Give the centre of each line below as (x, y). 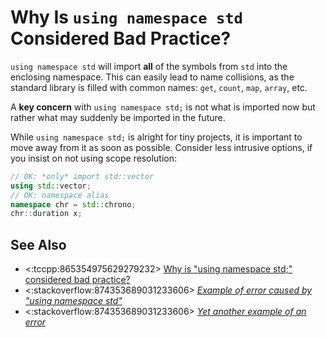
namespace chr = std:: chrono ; (73, 204)
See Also (38, 244)
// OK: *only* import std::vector (82, 176)
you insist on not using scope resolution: (93, 158)
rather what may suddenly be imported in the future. (118, 117)
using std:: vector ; (51, 186)
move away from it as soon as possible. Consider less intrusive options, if (161, 147)
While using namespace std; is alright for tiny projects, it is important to (156, 137)
